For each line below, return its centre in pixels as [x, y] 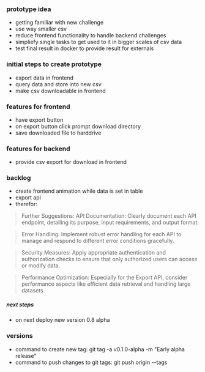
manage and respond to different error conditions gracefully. [98, 241]
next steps [20, 305]
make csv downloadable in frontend [60, 91]
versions [20, 336]
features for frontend [38, 106]
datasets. [33, 291]
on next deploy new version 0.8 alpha [62, 320]
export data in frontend [44, 78]
